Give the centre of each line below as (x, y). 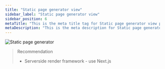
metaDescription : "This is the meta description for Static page (73, 28)
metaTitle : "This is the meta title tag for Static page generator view (81, 23)
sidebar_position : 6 (26, 19)
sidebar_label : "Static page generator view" (52, 14)
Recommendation (35, 52)
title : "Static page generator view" (44, 10)
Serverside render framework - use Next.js (68, 61)
